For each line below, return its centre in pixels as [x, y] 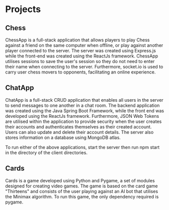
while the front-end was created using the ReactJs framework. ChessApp [82, 56]
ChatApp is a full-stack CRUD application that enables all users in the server [84, 100]
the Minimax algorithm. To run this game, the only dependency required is [82, 196]
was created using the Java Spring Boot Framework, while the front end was [85, 111]
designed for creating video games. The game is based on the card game [81, 186]
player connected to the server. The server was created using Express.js [81, 51]
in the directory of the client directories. [46, 153]
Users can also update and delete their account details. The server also [79, 132]
